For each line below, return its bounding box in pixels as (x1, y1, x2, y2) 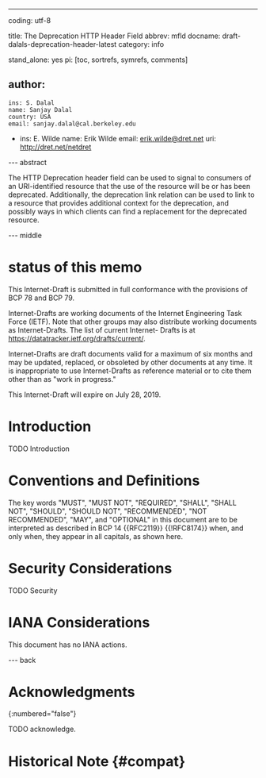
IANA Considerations (8, 613, 150, 631)
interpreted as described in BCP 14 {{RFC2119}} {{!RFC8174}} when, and (8, 523, 244, 533)
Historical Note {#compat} (8, 752, 186, 770)
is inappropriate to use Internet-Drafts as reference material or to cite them (8, 366, 252, 376)
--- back (8, 655, 36, 664)
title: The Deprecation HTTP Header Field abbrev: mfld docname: (8, 31, 221, 40)
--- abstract (8, 157, 47, 167)
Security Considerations (8, 559, 173, 577)
